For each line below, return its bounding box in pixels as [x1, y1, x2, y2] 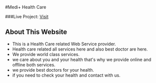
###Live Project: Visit [5, 14, 49, 19]
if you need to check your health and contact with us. [12, 72, 121, 78]
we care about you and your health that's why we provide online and [12, 56, 152, 62]
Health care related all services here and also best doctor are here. [12, 46, 148, 52]
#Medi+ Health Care [5, 4, 47, 10]
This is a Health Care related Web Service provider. [12, 41, 116, 47]
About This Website [5, 28, 67, 36]
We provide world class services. [12, 51, 80, 57]
